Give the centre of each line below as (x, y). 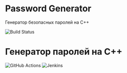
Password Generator (48, 9)
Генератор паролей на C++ (64, 52)
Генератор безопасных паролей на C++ (47, 22)
